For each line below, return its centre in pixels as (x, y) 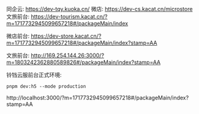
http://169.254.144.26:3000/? (67, 55)
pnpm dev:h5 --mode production (46, 87)
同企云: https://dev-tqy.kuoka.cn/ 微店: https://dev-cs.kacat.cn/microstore (99, 9)
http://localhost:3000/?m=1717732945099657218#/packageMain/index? (98, 98)
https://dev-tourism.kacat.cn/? (69, 16)
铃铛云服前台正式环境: (34, 75)
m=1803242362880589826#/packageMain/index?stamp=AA (84, 62)
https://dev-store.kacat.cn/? (66, 36)
